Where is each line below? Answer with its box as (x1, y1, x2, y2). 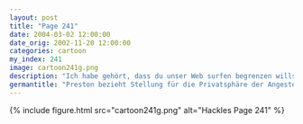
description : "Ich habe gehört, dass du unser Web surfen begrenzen (9, 72, 272, 81)
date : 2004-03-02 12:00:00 (9, 30, 111, 39)
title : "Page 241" (9, 22, 78, 31)
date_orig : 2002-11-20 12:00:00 (9, 38, 131, 48)
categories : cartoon (9, 47, 87, 56)
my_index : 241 (9, 55, 63, 64)
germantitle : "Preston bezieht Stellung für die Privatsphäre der (9, 80, 264, 89)
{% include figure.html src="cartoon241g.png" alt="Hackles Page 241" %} (9, 104, 286, 115)
